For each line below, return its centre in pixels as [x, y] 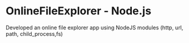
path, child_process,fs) [34, 33]
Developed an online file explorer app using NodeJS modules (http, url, [94, 27]
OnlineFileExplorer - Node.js [78, 11]
